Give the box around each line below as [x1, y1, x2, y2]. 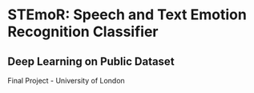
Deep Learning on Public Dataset [7, 55, 175, 68]
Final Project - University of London [7, 76, 125, 85]
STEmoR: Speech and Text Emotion [7, 6, 248, 24]
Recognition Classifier [7, 22, 159, 41]
